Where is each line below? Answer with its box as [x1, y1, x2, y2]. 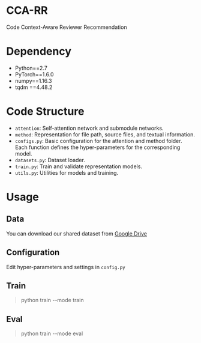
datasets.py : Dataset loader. [14, 156, 86, 163]
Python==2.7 [14, 64, 48, 71]
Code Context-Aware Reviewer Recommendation [6, 23, 127, 31]
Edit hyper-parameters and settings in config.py [6, 263, 126, 270]
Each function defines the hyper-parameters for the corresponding [14, 144, 181, 151]
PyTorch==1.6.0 [14, 70, 54, 78]
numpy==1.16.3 [14, 77, 52, 84]
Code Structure [6, 105, 85, 118]
